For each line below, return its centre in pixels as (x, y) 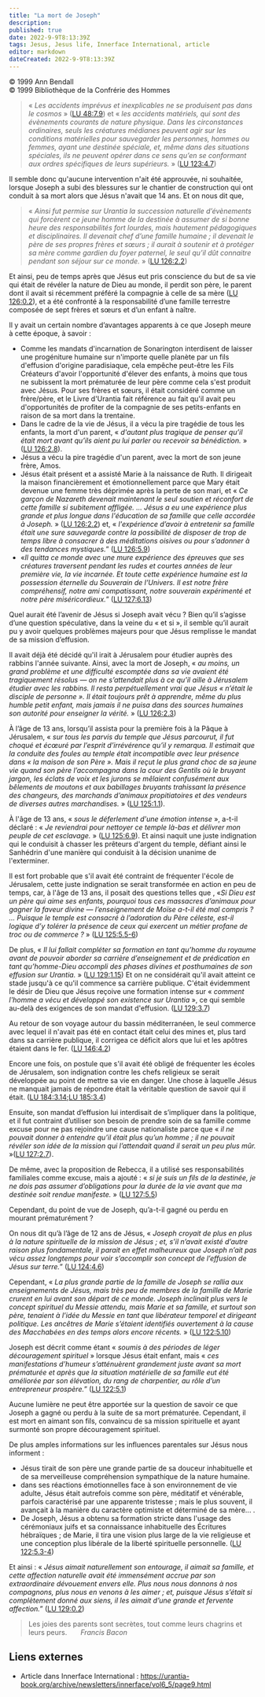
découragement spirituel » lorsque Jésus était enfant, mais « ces (114, 1355)
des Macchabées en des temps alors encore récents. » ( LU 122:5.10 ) (120, 1332)
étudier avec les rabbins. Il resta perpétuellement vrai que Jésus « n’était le (131, 688)
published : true (35, 30)
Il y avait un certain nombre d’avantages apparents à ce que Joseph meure (130, 325)
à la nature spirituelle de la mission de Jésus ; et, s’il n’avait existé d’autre (129, 1241)
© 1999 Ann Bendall (41, 81)
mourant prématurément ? (51, 1218)
